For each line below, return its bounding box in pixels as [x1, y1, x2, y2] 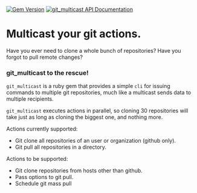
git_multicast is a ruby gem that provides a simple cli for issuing [6, 83, 170, 90]
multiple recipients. [6, 95, 54, 103]
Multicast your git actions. [6, 27, 141, 41]
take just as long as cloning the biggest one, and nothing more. [6, 113, 163, 121]
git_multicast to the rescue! [6, 69, 89, 77]
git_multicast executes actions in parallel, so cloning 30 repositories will [6, 107, 189, 115]
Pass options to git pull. [15, 174, 74, 181]
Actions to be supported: [6, 155, 68, 163]
